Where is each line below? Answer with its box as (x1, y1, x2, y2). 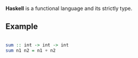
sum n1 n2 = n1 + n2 (5, 48, 56, 53)
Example (5, 21, 38, 31)
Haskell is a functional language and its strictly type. (5, 5, 133, 12)
